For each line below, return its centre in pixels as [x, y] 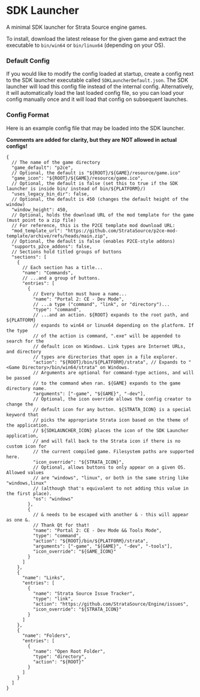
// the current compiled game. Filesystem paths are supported [113, 451]
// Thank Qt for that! [61, 525]
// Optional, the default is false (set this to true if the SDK [95, 183]
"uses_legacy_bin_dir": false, [51, 194]
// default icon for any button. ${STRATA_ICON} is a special [112, 409]
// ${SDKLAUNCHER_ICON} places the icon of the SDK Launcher [110, 430]
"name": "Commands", [48, 273]
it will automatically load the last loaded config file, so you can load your [95, 93]
